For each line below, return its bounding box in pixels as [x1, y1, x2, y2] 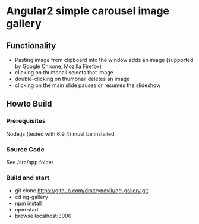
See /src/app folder [6, 158, 54, 166]
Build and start [6, 173, 49, 182]
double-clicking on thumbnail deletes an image [14, 76, 130, 82]
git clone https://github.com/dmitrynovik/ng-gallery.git [14, 187, 149, 194]
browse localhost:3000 [14, 213, 72, 220]
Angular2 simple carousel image [6, 4, 170, 18]
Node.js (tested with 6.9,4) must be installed [6, 130, 115, 138]
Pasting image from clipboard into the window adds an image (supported [14, 57, 194, 63]
